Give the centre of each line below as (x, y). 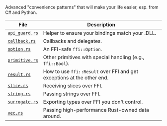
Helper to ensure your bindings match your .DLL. (100, 33)
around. (52, 116)
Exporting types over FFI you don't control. (93, 102)
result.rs (19, 75)
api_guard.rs (23, 33)
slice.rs (18, 86)
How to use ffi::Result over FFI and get (90, 71)
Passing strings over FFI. (72, 94)
